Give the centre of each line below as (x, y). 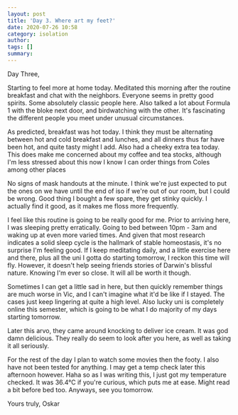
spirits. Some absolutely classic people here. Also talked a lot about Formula (119, 103)
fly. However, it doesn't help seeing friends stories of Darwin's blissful (110, 265)
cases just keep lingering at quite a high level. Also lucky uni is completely (116, 301)
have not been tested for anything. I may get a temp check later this (107, 367)
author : (19, 41)
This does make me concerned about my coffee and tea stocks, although (114, 154)
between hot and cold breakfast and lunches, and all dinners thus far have (116, 139)
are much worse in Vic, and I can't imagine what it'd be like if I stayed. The (116, 294)
